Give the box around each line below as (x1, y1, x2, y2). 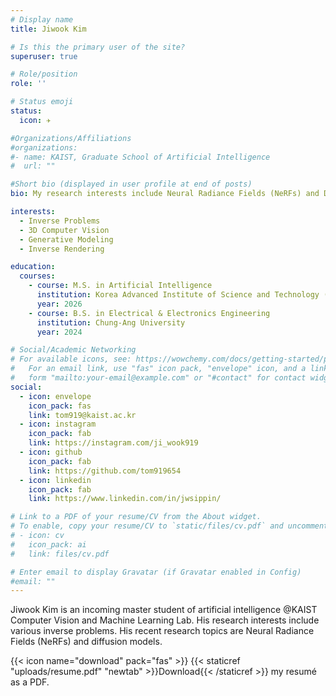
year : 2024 (36, 327, 83, 337)
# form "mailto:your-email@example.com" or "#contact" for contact (10, 373, 307, 383)
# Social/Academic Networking (10, 345, 137, 355)
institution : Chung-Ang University (36, 317, 186, 328)
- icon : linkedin (19, 475, 92, 485)
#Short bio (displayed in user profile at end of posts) (10, 179, 253, 190)
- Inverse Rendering (19, 244, 105, 254)
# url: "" (10, 161, 56, 171)
